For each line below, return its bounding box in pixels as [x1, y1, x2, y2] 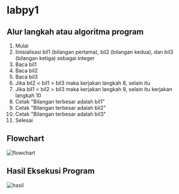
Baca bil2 [15, 67, 38, 74]
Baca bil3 [15, 74, 38, 80]
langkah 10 [15, 92, 42, 99]
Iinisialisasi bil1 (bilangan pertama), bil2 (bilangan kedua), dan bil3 [15, 49, 174, 56]
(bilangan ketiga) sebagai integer [15, 55, 95, 61]
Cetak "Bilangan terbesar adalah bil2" [15, 105, 106, 111]
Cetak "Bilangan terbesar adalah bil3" [15, 110, 106, 117]
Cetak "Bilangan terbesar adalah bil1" [15, 98, 105, 105]
